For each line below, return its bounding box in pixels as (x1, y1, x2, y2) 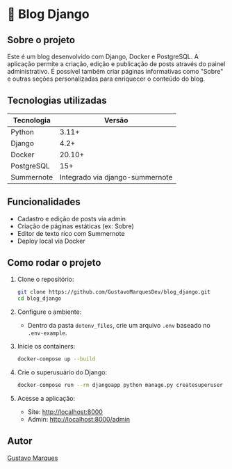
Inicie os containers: (17, 342, 76, 351)
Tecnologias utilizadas (7, 95, 107, 106)
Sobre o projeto (7, 34, 75, 46)
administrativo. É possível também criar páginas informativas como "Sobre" (7, 67, 224, 75)
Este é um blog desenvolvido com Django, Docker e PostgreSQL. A (7, 52, 199, 61)
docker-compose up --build (17, 356, 96, 363)
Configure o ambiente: (17, 308, 82, 316)
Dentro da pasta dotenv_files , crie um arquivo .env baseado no (27, 321, 210, 330)
